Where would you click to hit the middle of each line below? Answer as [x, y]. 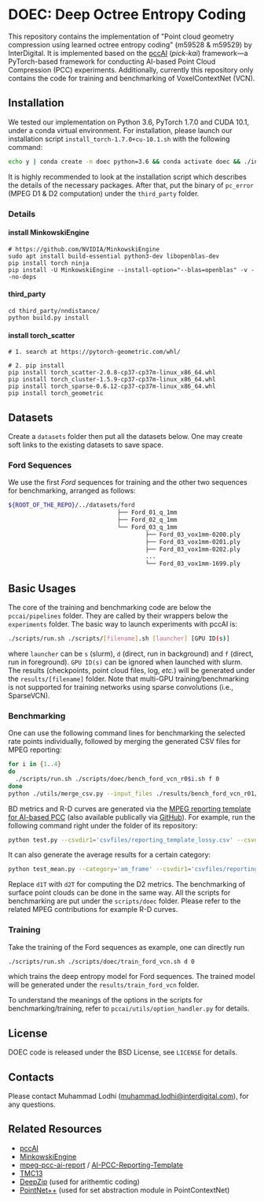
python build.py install [49, 318]
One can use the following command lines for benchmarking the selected [127, 733]
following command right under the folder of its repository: [103, 825]
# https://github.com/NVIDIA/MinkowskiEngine [84, 249]
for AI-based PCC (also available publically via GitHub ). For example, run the [132, 817]
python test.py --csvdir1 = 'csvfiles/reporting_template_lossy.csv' [121, 840]
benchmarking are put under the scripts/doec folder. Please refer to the [125, 901]
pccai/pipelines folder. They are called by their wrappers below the [118, 616]
